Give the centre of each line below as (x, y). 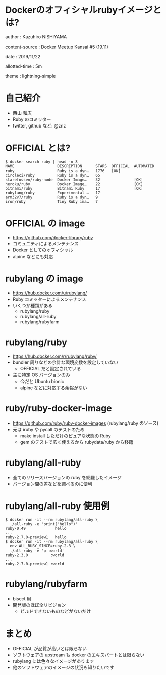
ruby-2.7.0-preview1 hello (36, 537)
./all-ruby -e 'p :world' (37, 551)
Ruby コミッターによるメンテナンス (49, 299)
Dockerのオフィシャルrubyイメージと (84, 10)
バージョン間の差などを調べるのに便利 (52, 484)
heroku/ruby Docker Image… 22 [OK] (74, 184)
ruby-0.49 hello (36, 529)
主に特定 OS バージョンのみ (41, 375)
